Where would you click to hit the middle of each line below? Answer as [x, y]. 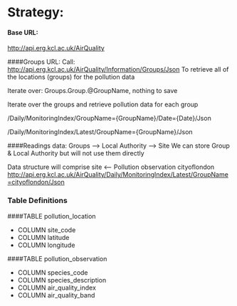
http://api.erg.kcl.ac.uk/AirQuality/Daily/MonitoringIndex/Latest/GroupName [118, 175]
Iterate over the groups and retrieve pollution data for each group [103, 104]
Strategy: [36, 12]
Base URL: [23, 32]
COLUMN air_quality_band [56, 295]
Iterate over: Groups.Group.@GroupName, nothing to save [93, 91]
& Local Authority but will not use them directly [76, 153]
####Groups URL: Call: [41, 62]
